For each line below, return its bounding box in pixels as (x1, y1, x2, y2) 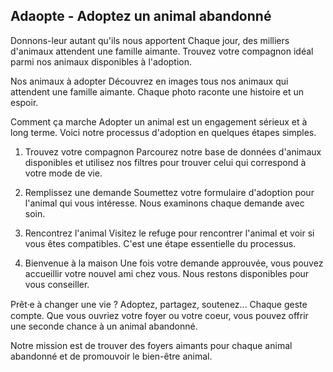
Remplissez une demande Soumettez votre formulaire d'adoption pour (24, 186, 315, 198)
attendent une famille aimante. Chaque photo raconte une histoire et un (10, 85, 305, 98)
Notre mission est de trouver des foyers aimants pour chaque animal (10, 339, 293, 351)
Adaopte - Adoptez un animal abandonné (10, 8, 272, 25)
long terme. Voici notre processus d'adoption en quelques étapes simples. (10, 126, 317, 138)
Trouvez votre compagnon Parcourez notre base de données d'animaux (24, 145, 322, 158)
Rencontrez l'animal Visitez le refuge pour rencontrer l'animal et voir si (24, 227, 315, 239)
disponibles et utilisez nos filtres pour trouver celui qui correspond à (24, 156, 307, 168)
